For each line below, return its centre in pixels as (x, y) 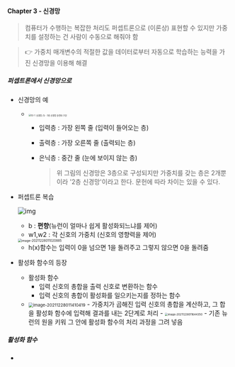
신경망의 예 (33, 100)
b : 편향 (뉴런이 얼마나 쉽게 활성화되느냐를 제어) (93, 226)
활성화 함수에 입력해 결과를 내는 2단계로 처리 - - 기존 (128, 313)
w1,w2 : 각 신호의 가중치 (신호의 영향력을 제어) (92, 235)
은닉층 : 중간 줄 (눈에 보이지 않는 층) (88, 158)
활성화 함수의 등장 (42, 263)
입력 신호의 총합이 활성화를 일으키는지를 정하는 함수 (110, 295)
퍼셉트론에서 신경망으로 (40, 80)
